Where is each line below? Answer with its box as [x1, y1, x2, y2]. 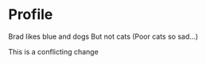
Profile [8, 6, 53, 24]
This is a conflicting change [8, 47, 99, 56]
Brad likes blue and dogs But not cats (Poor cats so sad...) [8, 32, 199, 41]
